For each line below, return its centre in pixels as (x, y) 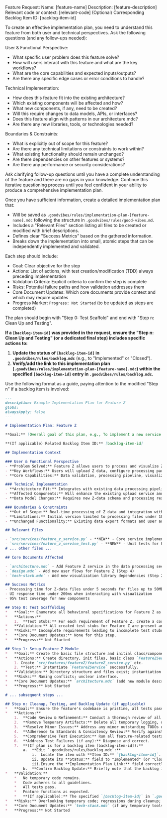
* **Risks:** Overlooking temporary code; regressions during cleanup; (83, 801)
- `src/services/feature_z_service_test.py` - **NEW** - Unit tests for (82, 544)
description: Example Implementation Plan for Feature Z (65, 403)
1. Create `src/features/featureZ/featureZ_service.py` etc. (79, 663)
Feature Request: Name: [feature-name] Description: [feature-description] (81, 7)
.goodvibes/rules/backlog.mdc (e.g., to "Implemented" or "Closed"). (82, 358)
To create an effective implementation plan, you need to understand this (79, 27)
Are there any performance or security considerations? (69, 165)
